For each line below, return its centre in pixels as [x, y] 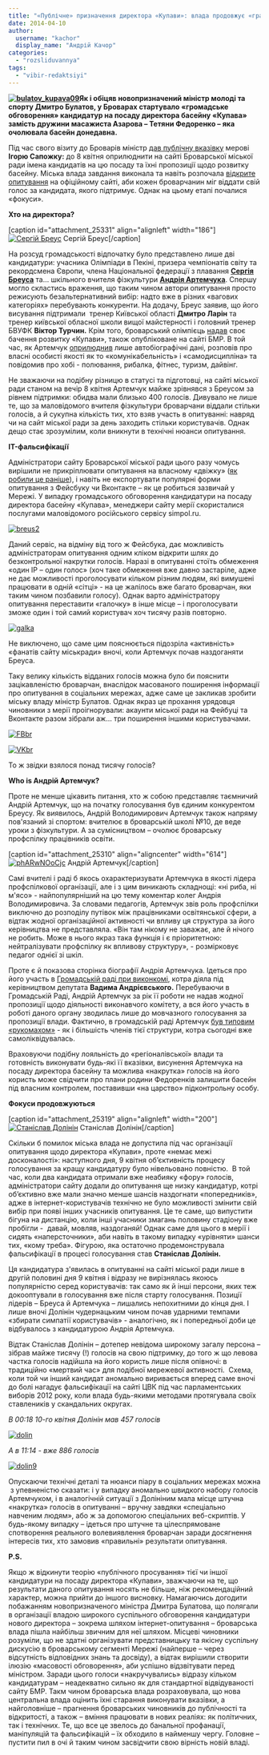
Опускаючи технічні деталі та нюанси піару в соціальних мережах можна [134, 1481]
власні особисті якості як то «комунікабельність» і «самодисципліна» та [133, 356]
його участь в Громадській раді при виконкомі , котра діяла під [116, 979]
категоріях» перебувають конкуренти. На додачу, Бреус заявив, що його [133, 304]
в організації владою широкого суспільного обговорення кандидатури [129, 1614]
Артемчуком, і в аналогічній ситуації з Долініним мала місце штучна [126, 1498]
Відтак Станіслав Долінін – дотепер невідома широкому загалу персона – [134, 1344]
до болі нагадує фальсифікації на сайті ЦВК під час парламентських [125, 1387]
